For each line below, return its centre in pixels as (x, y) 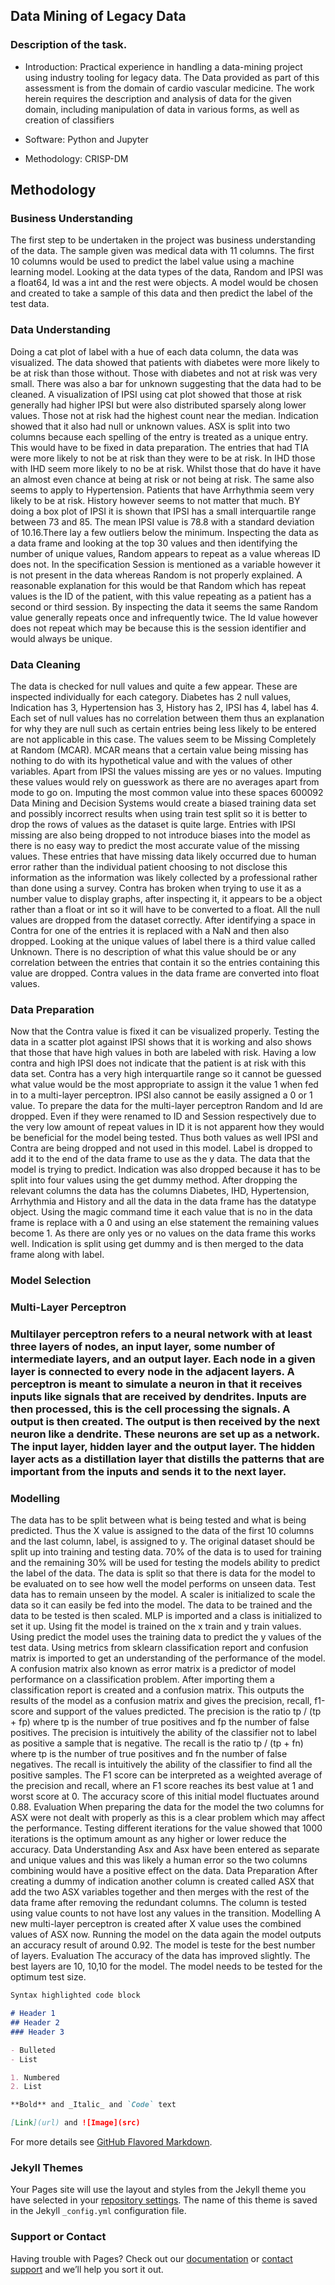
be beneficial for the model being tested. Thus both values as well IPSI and (164, 1138)
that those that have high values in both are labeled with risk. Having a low (163, 1053)
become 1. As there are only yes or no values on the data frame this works (163, 1233)
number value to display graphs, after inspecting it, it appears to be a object (166, 898)
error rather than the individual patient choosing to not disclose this (149, 866)
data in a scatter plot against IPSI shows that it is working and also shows (161, 1042)
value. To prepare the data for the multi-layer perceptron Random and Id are (166, 1106)
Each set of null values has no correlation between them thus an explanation (167, 718)
